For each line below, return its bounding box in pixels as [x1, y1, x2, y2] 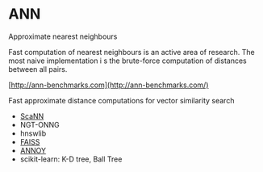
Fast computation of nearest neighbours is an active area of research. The [8, 47, 256, 57]
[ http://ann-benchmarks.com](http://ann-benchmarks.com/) [8, 80, 209, 90]
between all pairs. [8, 64, 68, 73]
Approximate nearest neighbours [8, 31, 118, 41]
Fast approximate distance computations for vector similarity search [8, 95, 235, 105]
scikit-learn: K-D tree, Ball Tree [19, 154, 123, 164]
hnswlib [19, 128, 47, 138]
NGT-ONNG [19, 120, 61, 129]
